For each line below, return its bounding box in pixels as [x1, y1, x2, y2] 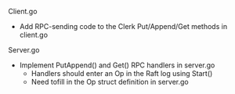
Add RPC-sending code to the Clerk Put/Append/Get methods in [19, 22, 228, 31]
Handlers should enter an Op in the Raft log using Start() [31, 69, 213, 78]
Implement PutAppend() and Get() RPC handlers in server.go [19, 60, 215, 70]
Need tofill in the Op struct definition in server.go [31, 78, 190, 86]
